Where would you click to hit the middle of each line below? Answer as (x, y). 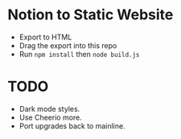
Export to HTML (45, 37)
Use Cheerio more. (50, 117)
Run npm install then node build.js (79, 54)
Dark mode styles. (49, 108)
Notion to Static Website (90, 15)
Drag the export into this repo (68, 45)
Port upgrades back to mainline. (72, 125)
